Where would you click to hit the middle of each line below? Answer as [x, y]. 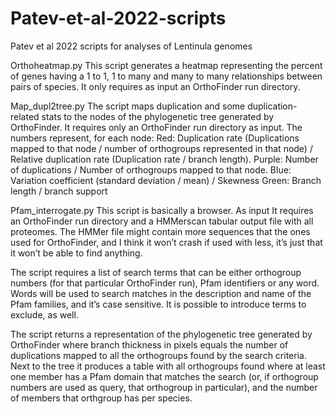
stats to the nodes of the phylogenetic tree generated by [158, 116]
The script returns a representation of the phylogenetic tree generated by [161, 334]
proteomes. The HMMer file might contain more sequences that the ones [160, 231]
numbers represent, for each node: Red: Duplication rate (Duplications [155, 138]
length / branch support [59, 191]
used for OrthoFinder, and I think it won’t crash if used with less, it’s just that [166, 242]
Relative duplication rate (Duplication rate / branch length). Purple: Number [164, 159]
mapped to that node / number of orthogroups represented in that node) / [161, 148]
